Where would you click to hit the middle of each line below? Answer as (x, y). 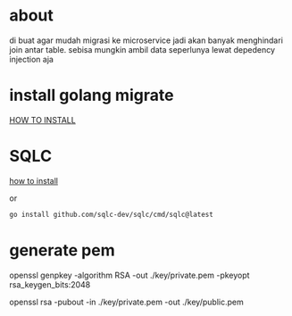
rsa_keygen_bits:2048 (50, 284)
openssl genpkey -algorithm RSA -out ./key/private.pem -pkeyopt (129, 275)
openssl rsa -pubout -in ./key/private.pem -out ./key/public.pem (126, 302)
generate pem (62, 250)
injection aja (31, 59)
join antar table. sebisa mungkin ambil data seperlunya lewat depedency (142, 49)
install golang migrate (92, 96)
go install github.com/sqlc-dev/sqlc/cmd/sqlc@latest (112, 214)
